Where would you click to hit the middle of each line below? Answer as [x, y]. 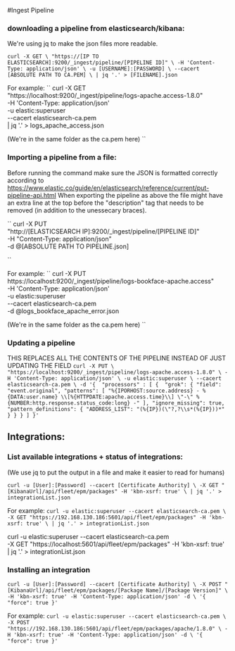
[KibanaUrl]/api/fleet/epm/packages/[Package [75, 590]
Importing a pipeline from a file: [62, 158]
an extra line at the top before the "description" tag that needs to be [106, 203]
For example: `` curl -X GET [47, 88]
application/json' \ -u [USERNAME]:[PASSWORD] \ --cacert [113, 69]
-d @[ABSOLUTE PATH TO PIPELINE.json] [68, 246]
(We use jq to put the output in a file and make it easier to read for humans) [116, 472]
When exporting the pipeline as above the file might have [140, 195]
